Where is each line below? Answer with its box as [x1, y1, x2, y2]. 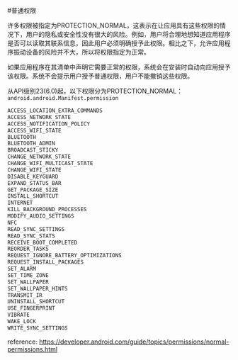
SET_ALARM [7, 265, 37, 272]
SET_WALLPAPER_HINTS [7, 285, 69, 292]
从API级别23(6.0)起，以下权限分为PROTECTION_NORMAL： [7, 87, 183, 95]
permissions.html [7, 344, 58, 353]
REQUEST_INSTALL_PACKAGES [7, 259, 84, 266]
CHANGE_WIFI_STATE [7, 166, 62, 174]
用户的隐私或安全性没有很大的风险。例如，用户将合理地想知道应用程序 [25, 30, 231, 38]
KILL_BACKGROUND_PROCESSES [7, 206, 87, 213]
